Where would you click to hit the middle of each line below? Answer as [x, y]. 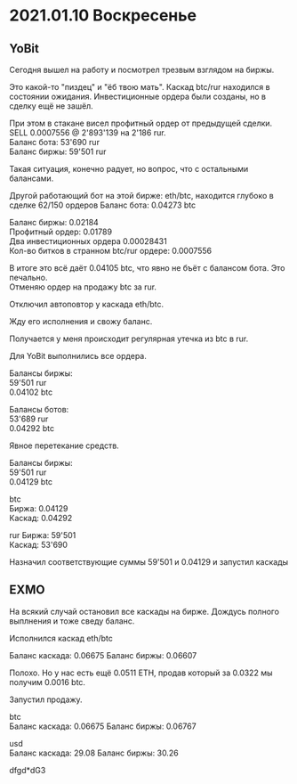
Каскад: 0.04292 [41, 518]
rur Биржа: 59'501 [43, 535]
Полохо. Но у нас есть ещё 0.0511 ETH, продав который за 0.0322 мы [141, 673]
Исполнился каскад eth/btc [61, 638]
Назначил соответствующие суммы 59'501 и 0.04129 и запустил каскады [149, 562]
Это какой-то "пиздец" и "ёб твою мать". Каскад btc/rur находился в [140, 87]
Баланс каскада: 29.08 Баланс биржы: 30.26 [94, 753]
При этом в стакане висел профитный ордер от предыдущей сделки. [141, 123]
